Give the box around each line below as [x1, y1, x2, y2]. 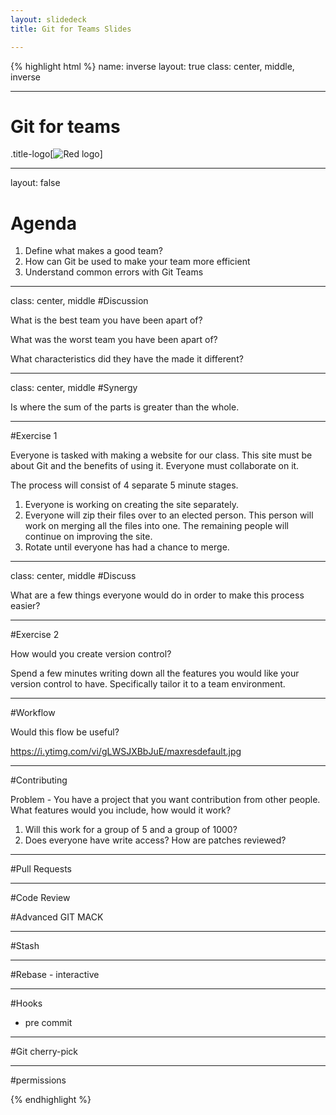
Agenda [10, 212, 77, 235]
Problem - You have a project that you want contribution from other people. [10, 794, 321, 806]
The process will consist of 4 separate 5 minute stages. [10, 479, 239, 491]
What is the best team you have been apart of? [10, 314, 203, 326]
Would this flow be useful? [10, 726, 120, 738]
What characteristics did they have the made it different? [10, 353, 244, 365]
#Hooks [10, 997, 43, 1010]
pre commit [24, 1017, 73, 1029]
